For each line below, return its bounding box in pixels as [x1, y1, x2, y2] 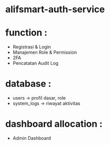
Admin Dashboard [12, 135, 51, 141]
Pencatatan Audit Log [12, 60, 59, 66]
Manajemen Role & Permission [12, 50, 77, 56]
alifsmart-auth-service [5, 4, 105, 15]
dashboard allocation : [5, 118, 103, 130]
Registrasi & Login [12, 44, 51, 50]
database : [5, 78, 52, 90]
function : [5, 27, 48, 39]
